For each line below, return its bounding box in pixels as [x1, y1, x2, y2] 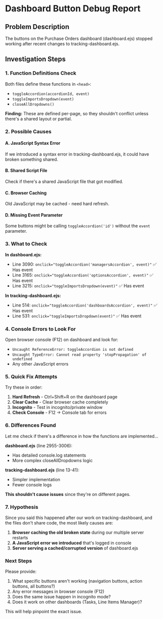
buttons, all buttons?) [12, 584, 55, 589]
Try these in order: [5, 384, 43, 390]
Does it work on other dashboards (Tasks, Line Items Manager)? [12, 599, 142, 605]
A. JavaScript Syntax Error [5, 140, 60, 146]
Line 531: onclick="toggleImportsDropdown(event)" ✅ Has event [12, 313, 141, 319]
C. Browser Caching [5, 190, 47, 196]
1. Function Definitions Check [5, 70, 77, 77]
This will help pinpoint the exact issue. [5, 609, 82, 615]
